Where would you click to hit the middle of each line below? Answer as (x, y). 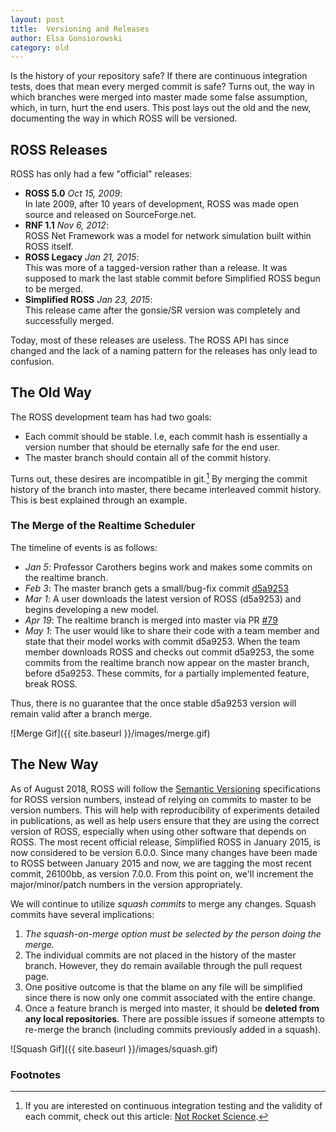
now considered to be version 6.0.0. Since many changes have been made (164, 852)
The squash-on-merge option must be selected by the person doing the (173, 933)
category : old (40, 47)
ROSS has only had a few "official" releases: (101, 174)
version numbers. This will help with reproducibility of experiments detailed (165, 810)
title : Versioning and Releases (80, 29)
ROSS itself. (49, 247)
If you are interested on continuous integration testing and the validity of (173, 1105)
